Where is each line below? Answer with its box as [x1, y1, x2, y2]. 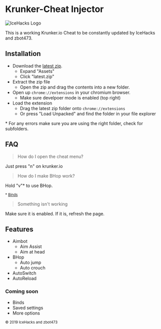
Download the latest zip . [12, 62, 62, 68]
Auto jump [19, 259, 41, 265]
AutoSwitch [12, 270, 36, 276]
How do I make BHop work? [17, 172, 75, 178]
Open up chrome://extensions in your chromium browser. [12, 89, 131, 95]
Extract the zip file [12, 78, 50, 84]
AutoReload [12, 275, 36, 281]
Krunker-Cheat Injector [5, 3, 104, 15]
